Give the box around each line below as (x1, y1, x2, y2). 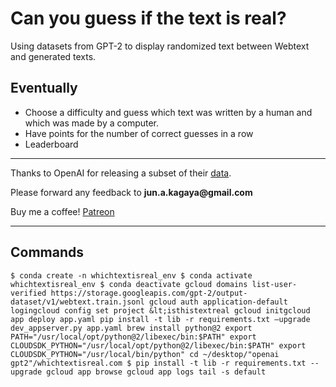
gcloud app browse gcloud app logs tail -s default (46, 367, 267, 377)
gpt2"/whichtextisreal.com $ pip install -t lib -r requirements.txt (10, 358, 307, 368)
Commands (10, 244, 85, 261)
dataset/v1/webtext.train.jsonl (10, 297, 145, 307)
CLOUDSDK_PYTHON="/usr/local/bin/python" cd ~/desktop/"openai (10, 349, 280, 359)
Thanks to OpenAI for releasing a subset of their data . (10, 167, 232, 179)
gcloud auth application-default (148, 297, 288, 307)
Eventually (10, 80, 78, 97)
